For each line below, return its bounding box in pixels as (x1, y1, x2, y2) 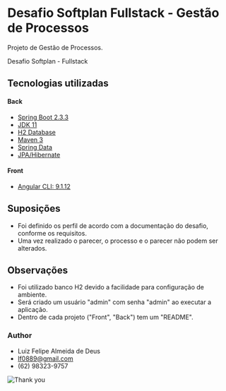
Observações (7, 264, 69, 276)
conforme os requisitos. (17, 229, 87, 237)
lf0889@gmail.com (17, 354, 73, 363)
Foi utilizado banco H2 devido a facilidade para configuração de (17, 283, 205, 291)
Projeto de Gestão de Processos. (7, 43, 104, 52)
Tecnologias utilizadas (7, 78, 109, 90)
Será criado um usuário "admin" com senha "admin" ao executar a (17, 298, 212, 306)
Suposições (7, 203, 61, 215)
